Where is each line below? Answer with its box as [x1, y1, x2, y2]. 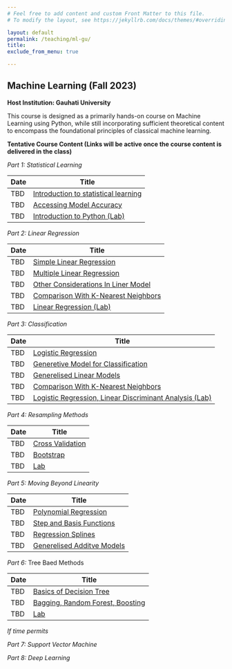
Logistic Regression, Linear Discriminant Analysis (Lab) [33, 392, 212, 402]
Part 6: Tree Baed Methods [7, 558, 84, 567]
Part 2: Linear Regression [7, 229, 79, 237]
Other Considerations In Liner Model [33, 279, 151, 289]
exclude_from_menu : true [7, 48, 79, 55]
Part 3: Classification [7, 320, 68, 328]
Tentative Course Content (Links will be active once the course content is [7, 140, 222, 148]
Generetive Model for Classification [33, 359, 148, 369]
